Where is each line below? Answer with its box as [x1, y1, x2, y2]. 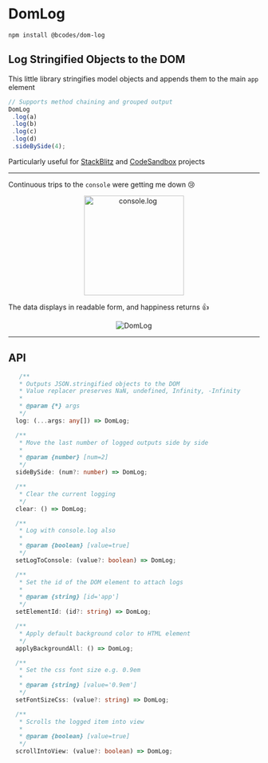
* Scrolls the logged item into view [18, 718, 145, 726]
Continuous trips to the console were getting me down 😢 [8, 179, 195, 189]
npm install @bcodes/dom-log [8, 31, 105, 39]
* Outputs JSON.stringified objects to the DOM [18, 380, 180, 387]
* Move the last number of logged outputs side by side [18, 439, 209, 446]
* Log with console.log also [18, 527, 116, 535]
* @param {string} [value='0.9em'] [18, 681, 137, 690]
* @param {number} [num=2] [18, 454, 109, 462]
